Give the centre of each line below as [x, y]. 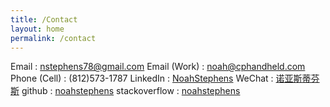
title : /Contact [44, 19]
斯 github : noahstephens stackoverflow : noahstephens [125, 91]
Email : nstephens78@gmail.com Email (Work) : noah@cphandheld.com [158, 67]
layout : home [37, 29]
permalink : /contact [53, 38]
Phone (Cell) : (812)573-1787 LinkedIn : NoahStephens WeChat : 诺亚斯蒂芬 [165, 78]
